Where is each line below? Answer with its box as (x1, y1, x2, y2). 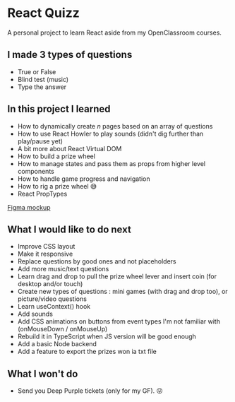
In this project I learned (7, 103, 111, 115)
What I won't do (7, 367, 78, 379)
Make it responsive (17, 249, 73, 259)
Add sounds (17, 309, 53, 319)
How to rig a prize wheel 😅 (17, 182, 97, 190)
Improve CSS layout (17, 242, 76, 251)
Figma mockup (7, 203, 51, 211)
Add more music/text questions (17, 265, 109, 273)
